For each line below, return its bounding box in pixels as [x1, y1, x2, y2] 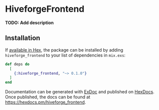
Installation [5, 34, 40, 42]
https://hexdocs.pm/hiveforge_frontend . [5, 99, 86, 105]
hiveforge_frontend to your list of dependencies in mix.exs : [5, 52, 126, 58]
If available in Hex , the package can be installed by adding [5, 47, 124, 53]
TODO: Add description [5, 20, 54, 26]
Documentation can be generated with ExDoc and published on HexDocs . [5, 89, 155, 95]
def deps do [5, 61, 30, 67]
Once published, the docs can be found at [5, 94, 91, 100]
